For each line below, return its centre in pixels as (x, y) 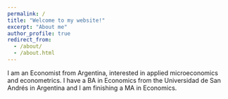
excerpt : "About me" (38, 27)
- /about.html (34, 53)
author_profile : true (39, 33)
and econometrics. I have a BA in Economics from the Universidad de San (114, 80)
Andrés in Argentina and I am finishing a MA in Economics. (92, 88)
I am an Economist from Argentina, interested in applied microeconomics (113, 73)
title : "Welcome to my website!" (56, 20)
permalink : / (26, 14)
